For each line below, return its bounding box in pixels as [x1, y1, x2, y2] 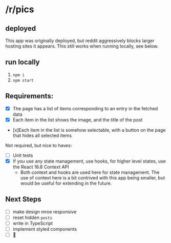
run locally [5, 58, 40, 67]
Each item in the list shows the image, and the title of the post [12, 116, 143, 123]
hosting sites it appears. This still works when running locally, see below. [5, 43, 159, 49]
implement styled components [12, 226, 77, 232]
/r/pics [5, 4, 34, 15]
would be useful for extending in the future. [20, 180, 112, 186]
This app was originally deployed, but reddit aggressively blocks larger [5, 37, 155, 44]
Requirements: [5, 92, 54, 100]
